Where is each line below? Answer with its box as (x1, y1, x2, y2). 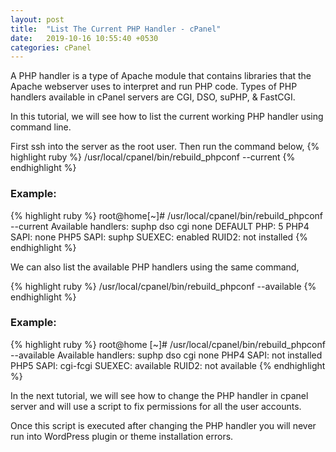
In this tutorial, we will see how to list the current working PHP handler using (10, 111, 324, 123)
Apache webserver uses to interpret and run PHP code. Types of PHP (10, 81, 298, 93)
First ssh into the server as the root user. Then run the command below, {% (10, 141, 320, 153)
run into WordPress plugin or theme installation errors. (10, 430, 234, 442)
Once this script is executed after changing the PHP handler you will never (10, 419, 317, 431)
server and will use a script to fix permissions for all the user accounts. (10, 400, 302, 412)
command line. (10, 121, 72, 133)
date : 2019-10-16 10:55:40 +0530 (10, 33, 159, 43)
